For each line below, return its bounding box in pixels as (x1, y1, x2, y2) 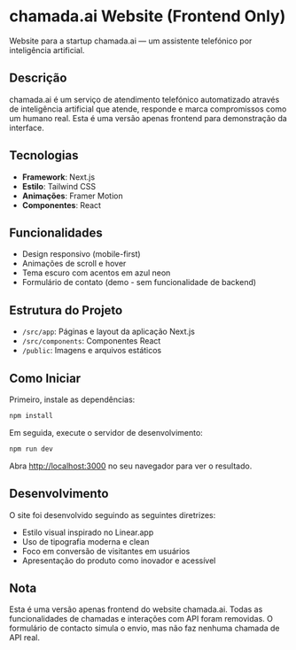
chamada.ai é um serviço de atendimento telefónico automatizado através (9, 94, 280, 104)
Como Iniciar (9, 370, 82, 386)
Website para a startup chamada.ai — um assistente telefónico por (9, 35, 253, 46)
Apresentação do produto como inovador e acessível (21, 555, 216, 566)
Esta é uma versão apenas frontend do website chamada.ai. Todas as (9, 604, 263, 615)
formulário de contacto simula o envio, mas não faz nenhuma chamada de (9, 623, 280, 634)
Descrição (9, 71, 67, 86)
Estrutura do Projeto (9, 303, 123, 318)
